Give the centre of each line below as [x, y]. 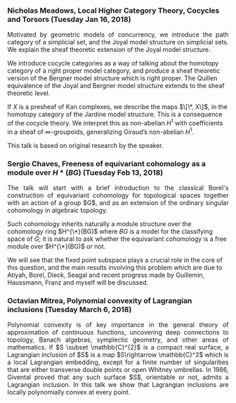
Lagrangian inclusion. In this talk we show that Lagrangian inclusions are [118, 385]
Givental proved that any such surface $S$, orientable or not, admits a [118, 377]
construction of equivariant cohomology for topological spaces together [118, 195]
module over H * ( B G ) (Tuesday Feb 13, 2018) [85, 173]
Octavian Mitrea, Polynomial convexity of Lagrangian [100, 300]
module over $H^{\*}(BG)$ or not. [57, 246]
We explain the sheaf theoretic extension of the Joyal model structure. [109, 50]
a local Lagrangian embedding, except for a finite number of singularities [118, 362]
